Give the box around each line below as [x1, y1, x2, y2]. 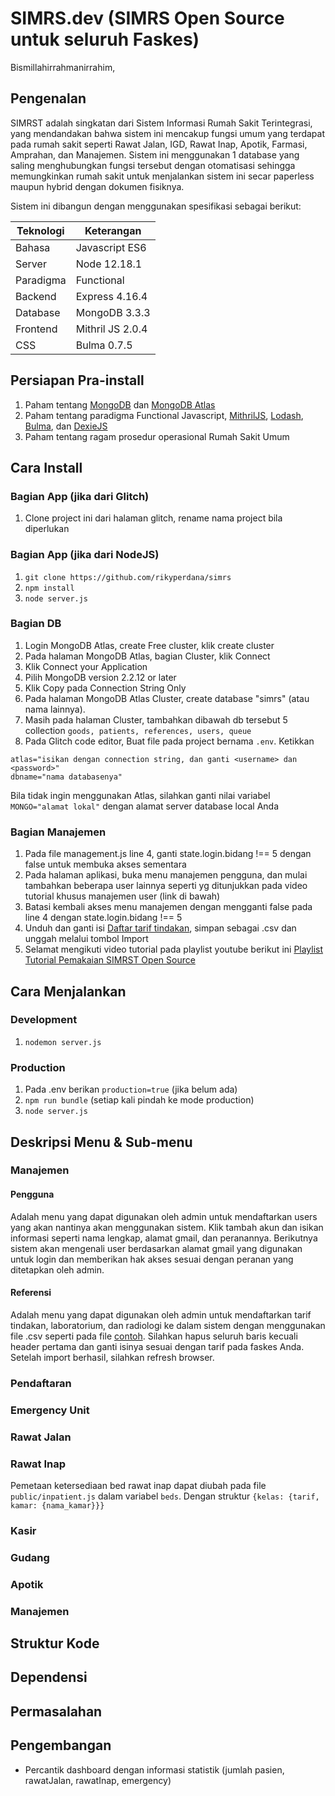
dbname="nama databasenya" [10, 772, 123, 782]
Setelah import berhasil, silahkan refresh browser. [10, 1351, 215, 1363]
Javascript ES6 [75, 240, 147, 254]
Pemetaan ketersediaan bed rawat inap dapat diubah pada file [10, 1479, 267, 1491]
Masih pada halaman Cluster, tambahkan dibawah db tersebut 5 [24, 713, 288, 726]
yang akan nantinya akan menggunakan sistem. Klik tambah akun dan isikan [10, 1221, 324, 1233]
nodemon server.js [24, 1037, 102, 1047]
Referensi [10, 1287, 52, 1299]
